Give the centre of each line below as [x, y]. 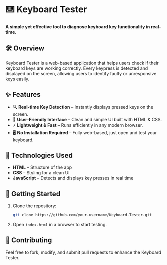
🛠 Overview [25, 48]
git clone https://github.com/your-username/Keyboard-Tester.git [82, 215]
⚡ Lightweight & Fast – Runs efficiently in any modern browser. [78, 125]
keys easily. [17, 79]
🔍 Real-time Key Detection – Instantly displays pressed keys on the [83, 107]
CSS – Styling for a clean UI [41, 173]
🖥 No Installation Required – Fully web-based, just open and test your [85, 132]
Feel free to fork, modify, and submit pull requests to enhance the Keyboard [83, 252]
